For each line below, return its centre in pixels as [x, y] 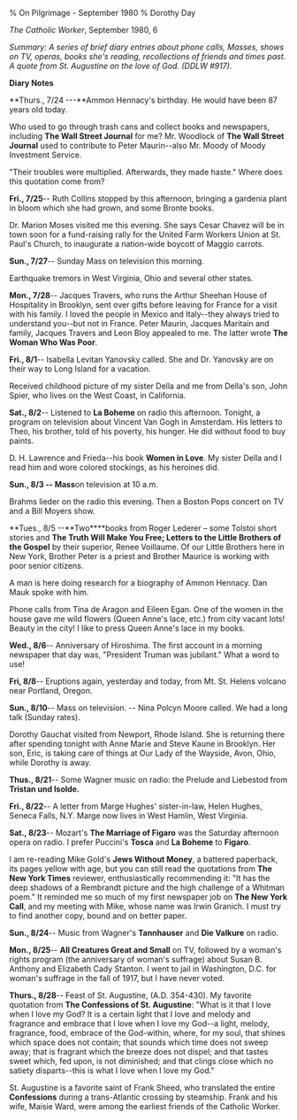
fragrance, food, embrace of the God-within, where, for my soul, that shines [147, 1033]
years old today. [38, 109]
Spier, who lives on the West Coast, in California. [98, 395]
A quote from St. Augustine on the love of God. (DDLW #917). [121, 66]
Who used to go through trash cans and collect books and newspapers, [140, 127]
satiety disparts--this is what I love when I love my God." [112, 1070]
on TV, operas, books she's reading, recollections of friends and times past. [148, 56]
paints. [22, 441]
